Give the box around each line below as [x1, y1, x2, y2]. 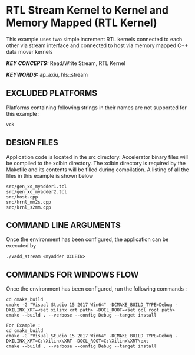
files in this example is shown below [6, 172, 94, 179]
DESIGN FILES [6, 138, 58, 148]
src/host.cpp [6, 194, 38, 200]
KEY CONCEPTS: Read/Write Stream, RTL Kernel [6, 60, 125, 67]
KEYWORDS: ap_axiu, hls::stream [6, 71, 88, 78]
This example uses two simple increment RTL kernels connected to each [6, 35, 183, 43]
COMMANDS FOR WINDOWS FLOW [6, 269, 139, 279]
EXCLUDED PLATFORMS [6, 88, 97, 98]
